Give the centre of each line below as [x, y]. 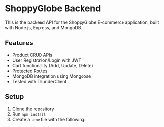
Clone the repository [33, 109]
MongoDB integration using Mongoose [52, 76]
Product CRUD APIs [32, 55]
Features [19, 43]
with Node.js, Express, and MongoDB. [44, 27]
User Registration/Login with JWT [47, 60]
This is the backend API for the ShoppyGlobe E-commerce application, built [82, 22]
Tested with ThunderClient [39, 81]
